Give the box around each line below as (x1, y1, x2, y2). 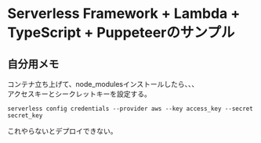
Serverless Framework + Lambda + (7, 5, 241, 23)
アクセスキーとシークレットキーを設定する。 (7, 89, 152, 98)
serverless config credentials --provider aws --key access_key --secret (7, 105, 254, 113)
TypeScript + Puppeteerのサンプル (7, 24, 235, 41)
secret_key (7, 112, 43, 120)
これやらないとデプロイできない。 (7, 127, 118, 135)
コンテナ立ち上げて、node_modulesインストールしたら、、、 (7, 80, 199, 88)
